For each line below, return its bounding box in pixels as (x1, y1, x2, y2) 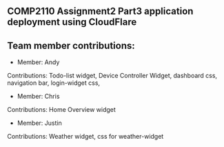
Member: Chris (17, 92, 60, 101)
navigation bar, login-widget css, (7, 79, 101, 87)
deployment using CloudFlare (7, 17, 137, 28)
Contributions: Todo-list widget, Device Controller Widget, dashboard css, (7, 72, 218, 80)
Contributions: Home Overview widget (7, 106, 116, 114)
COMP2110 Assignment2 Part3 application (7, 6, 194, 17)
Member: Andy (17, 58, 60, 66)
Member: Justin (17, 119, 62, 127)
